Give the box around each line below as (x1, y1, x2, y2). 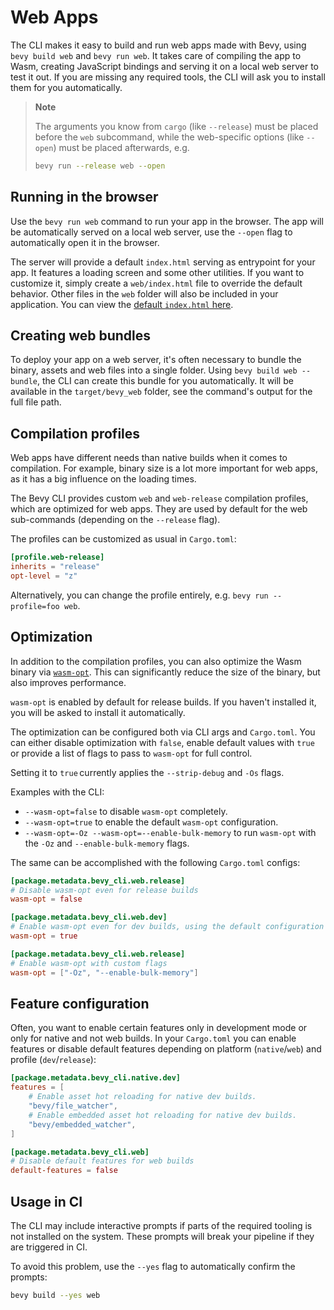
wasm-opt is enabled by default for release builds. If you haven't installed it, (10, 696, 317, 708)
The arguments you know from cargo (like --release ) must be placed (34, 120, 319, 132)
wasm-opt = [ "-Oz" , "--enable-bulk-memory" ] (10, 967, 199, 978)
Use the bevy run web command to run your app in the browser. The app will (10, 215, 324, 227)
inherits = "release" (10, 562, 101, 572)
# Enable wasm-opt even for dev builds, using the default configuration (10, 922, 325, 932)
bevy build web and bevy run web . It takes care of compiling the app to (10, 49, 302, 61)
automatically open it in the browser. (10, 236, 160, 248)
